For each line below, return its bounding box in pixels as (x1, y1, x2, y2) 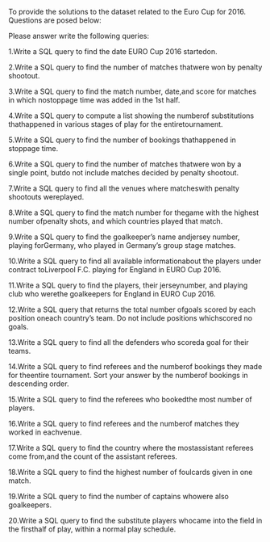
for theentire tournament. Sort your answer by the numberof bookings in (8, 371, 248, 380)
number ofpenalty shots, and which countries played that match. (8, 216, 223, 225)
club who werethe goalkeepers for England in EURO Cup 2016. (8, 289, 216, 298)
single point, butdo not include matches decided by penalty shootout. (8, 168, 239, 177)
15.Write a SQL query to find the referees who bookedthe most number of (8, 395, 252, 404)
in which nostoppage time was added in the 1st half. (8, 95, 181, 104)
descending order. (8, 379, 69, 389)
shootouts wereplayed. (8, 192, 85, 201)
